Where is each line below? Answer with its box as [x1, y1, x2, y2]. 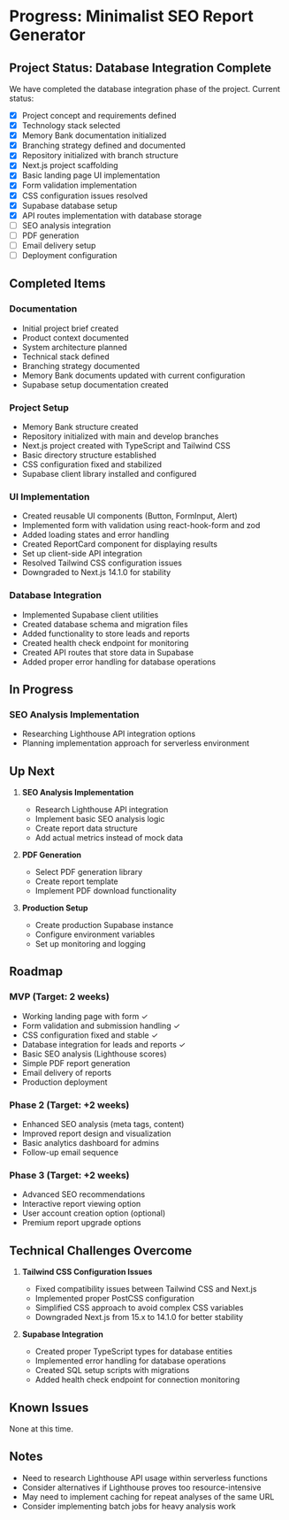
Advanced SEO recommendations [21, 1189, 146, 1200]
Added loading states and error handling [21, 529, 170, 541]
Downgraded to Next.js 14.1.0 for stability [21, 567, 171, 578]
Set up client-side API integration [21, 549, 143, 559]
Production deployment [21, 1077, 108, 1087]
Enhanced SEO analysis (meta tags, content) [21, 1119, 185, 1129]
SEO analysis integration [21, 219, 111, 231]
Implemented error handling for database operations [34, 1355, 227, 1366]
